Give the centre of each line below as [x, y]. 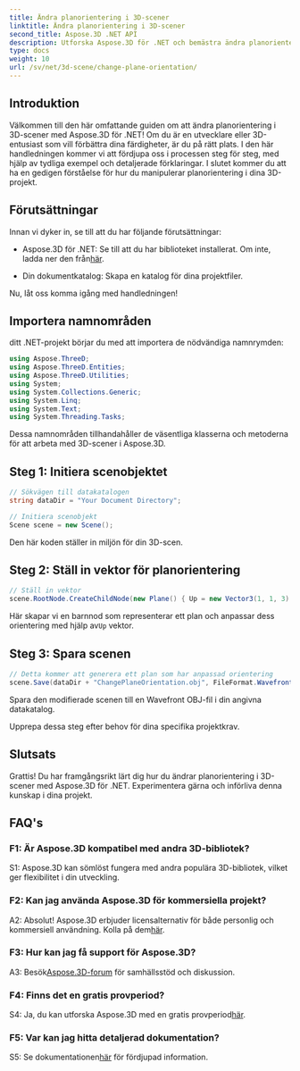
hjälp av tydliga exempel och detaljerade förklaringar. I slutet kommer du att [148, 163]
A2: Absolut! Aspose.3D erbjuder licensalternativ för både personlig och [142, 920]
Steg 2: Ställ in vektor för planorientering [125, 570]
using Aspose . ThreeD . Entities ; [67, 367]
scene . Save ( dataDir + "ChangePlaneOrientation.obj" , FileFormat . [133, 682]
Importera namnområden [80, 321]
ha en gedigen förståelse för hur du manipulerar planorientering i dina [137, 172]
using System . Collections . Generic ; [75, 392]
